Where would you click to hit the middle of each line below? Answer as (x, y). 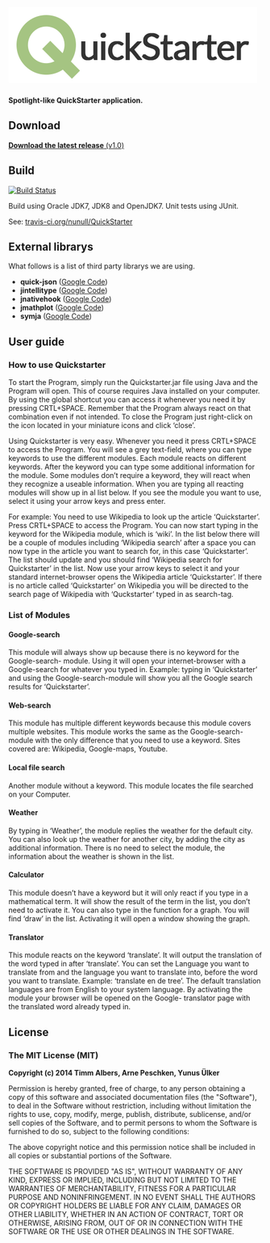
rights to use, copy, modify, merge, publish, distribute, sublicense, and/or (130, 1114)
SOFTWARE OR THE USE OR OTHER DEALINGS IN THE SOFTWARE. (121, 1231)
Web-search (30, 705)
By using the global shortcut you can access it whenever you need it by (127, 400)
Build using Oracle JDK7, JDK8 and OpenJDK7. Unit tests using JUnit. (124, 205)
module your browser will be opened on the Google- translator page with (129, 998)
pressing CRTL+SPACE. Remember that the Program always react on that (130, 408)
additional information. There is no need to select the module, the (117, 848)
